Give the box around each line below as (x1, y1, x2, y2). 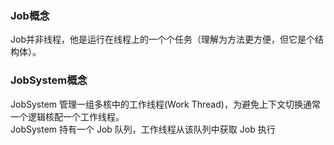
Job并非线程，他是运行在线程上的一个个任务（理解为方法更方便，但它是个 (10, 33, 315, 46)
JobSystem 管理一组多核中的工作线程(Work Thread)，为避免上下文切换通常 (10, 98, 321, 110)
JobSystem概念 (10, 73, 88, 87)
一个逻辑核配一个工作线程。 (10, 110, 125, 122)
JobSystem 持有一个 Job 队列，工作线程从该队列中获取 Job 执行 (10, 123, 276, 135)
